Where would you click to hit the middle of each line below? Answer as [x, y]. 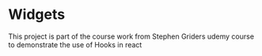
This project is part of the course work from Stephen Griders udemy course [131, 36]
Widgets [37, 15]
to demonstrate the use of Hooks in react [75, 44]
